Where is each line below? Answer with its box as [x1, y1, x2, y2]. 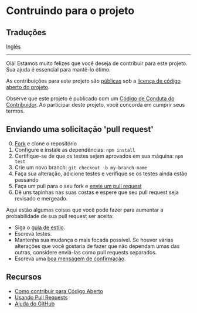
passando [14, 176, 39, 183]
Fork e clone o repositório [14, 140, 77, 147]
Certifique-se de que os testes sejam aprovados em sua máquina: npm [14, 152, 184, 159]
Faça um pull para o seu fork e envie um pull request [14, 182, 142, 189]
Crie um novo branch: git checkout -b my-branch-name [14, 164, 148, 171]
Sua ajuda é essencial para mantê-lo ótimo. [6, 66, 111, 73]
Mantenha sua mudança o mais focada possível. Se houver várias [14, 236, 174, 243]
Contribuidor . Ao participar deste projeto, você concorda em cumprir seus [6, 101, 185, 108]
